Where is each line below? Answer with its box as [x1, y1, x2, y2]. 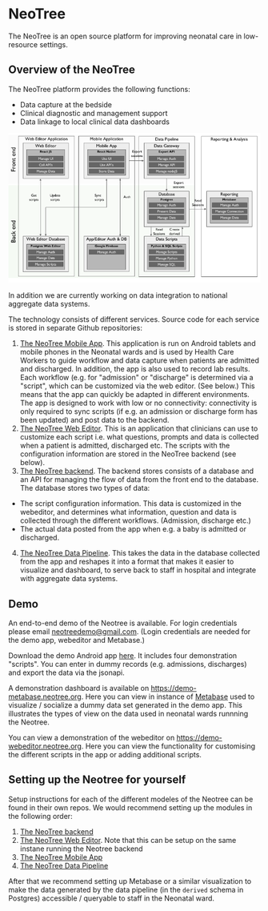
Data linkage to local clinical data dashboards [19, 117, 170, 126]
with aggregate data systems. [19, 574, 118, 584]
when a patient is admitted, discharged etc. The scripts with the [19, 441, 230, 451]
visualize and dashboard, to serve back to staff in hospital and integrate [19, 565, 257, 575]
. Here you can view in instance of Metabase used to [81, 692, 255, 701]
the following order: [8, 811, 74, 821]
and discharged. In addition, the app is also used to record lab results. [19, 364, 250, 374]
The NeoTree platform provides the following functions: [8, 84, 190, 94]
